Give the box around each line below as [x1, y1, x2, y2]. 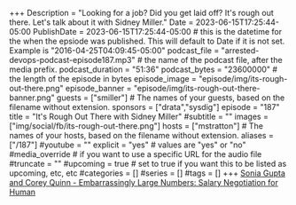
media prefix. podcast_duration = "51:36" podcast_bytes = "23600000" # [9, 64, 277, 75]
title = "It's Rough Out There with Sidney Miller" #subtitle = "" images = [9, 111, 269, 122]
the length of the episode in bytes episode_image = [9, 74, 198, 83]
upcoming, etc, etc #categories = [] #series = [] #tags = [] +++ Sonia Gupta [9, 168, 286, 178]
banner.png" [9, 92, 55, 103]
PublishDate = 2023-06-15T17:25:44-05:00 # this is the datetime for [32, 27, 282, 36]
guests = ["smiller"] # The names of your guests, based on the [56, 92, 285, 103]
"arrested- [221, 45, 260, 56]
